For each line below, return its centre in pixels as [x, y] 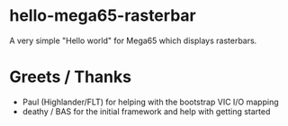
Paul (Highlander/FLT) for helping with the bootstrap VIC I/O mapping [150, 102]
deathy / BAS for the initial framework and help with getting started [146, 111]
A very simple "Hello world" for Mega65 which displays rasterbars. [133, 40]
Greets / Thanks [71, 77]
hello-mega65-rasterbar [103, 16]
